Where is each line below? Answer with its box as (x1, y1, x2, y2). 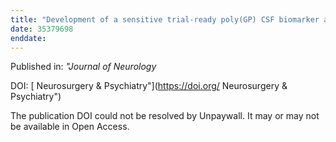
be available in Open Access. (10, 121, 130, 133)
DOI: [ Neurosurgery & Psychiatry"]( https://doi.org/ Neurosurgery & (10, 80, 288, 92)
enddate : (10, 33, 47, 43)
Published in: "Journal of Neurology (10, 61, 157, 73)
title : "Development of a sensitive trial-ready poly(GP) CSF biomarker (10, 14, 320, 25)
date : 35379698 (10, 24, 74, 34)
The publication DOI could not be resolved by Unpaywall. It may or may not (10, 110, 320, 122)
